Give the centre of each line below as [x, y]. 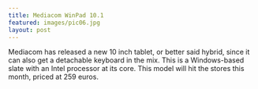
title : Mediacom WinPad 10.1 [56, 15]
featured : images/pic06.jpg [54, 23]
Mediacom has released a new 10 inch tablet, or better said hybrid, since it [129, 52]
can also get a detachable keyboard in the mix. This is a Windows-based [126, 60]
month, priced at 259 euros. [53, 77]
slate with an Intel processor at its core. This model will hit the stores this [126, 69]
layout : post [30, 30]
